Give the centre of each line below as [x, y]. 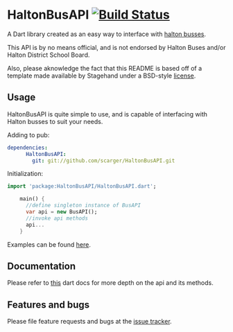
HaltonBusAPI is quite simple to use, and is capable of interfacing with [107, 114]
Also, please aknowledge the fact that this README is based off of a [105, 68]
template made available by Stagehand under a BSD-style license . [102, 76]
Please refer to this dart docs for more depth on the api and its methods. [110, 283]
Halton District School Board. [49, 55]
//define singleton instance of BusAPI [83, 206]
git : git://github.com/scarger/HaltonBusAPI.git [104, 160]
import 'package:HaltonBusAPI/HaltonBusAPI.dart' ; [82, 186]
